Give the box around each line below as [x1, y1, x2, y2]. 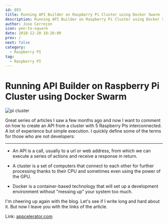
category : [5, 45, 26, 50]
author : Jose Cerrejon [5, 21, 52, 27]
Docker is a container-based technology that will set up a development [12, 183, 158, 189]
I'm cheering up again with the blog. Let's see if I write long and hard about [5, 198, 160, 204]
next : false [5, 40, 30, 45]
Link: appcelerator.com [5, 213, 53, 219]
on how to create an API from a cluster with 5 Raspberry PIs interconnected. [5, 123, 162, 129]
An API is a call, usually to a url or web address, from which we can [12, 148, 151, 154]
